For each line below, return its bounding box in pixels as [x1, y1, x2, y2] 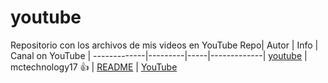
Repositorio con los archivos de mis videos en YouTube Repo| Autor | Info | [10, 39, 319, 51]
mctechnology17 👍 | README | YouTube [10, 61, 178, 73]
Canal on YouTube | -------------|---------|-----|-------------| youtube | [10, 49, 308, 61]
